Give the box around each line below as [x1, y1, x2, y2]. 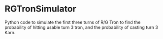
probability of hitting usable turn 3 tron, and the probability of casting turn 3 [4, 24, 158, 30]
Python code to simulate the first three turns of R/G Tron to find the [4, 19, 141, 25]
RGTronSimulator [4, 3, 77, 14]
